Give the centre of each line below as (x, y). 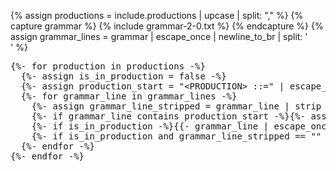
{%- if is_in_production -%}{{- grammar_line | (150, 126)
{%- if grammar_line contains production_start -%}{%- (169, 116)
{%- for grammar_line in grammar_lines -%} (129, 96)
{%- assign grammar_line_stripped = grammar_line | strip (176, 106)
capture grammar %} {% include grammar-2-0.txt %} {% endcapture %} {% (167, 26)
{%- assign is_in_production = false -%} (123, 76)
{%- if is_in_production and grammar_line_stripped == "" (176, 136)
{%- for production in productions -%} (108, 66)
